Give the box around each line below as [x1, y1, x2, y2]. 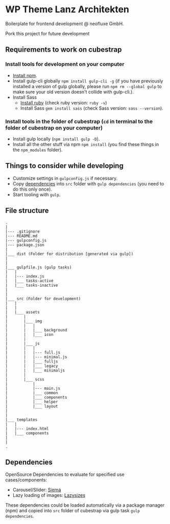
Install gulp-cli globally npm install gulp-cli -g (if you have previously [12, 78, 163, 84]
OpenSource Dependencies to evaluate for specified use [5, 471, 125, 477]
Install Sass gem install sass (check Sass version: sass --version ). [20, 105, 163, 111]
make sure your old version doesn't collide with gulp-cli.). [12, 89, 134, 95]
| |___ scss [5, 376, 44, 382]
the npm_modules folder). [12, 146, 63, 153]
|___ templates [5, 417, 38, 422]
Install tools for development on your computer [5, 60, 125, 68]
